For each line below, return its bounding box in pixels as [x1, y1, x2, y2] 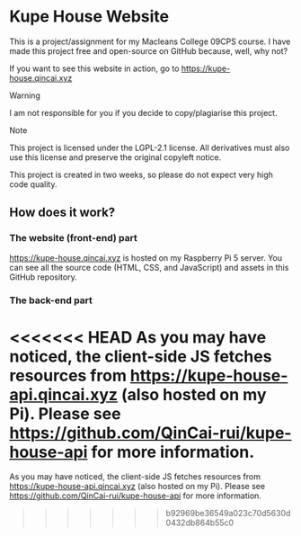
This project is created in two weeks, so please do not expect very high [9, 169, 274, 180]
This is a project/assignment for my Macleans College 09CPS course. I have [9, 36, 291, 47]
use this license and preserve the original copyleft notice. [9, 151, 222, 163]
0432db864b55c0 [165, 517, 235, 528]
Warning [9, 90, 40, 101]
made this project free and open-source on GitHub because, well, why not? [9, 45, 288, 56]
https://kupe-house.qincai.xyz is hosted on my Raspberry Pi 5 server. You [9, 252, 283, 263]
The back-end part [9, 294, 93, 307]
